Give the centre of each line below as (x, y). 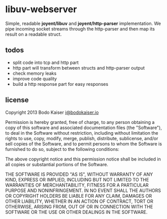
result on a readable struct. (34, 34)
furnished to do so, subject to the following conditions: (62, 149)
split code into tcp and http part (45, 62)
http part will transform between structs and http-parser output (79, 68)
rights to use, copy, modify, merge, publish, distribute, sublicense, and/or (82, 138)
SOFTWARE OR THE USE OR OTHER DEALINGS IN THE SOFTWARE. (76, 212)
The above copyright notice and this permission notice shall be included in (83, 159)
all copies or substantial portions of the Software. (57, 164)
